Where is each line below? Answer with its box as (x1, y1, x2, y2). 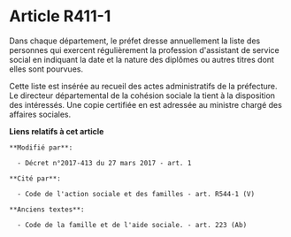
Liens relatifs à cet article (9, 126, 104, 136)
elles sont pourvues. (9, 64, 84, 74)
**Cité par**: (9, 174, 62, 183)
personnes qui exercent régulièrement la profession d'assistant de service (9, 44, 280, 55)
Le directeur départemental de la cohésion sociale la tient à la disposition (9, 90, 276, 101)
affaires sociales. (9, 109, 72, 119)
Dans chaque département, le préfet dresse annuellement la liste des (9, 35, 261, 46)
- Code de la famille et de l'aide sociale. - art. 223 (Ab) (17, 220, 248, 229)
